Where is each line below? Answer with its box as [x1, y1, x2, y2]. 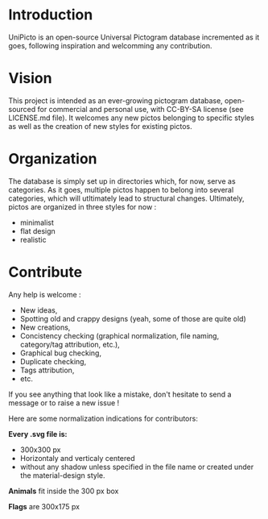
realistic [19, 235, 47, 244]
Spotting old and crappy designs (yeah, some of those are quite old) [19, 313, 247, 323]
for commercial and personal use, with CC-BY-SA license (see [37, 104, 244, 114]
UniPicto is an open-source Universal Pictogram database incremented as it [8, 32, 260, 42]
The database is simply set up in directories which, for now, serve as [8, 176, 236, 186]
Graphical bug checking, [19, 348, 102, 358]
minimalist [19, 218, 54, 227]
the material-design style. [19, 470, 106, 480]
